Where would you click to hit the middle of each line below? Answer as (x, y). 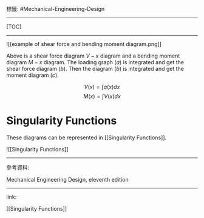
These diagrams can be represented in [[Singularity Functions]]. (87, 137)
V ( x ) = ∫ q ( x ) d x (102, 87)
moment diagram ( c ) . (32, 75)
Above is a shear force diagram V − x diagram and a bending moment (93, 56)
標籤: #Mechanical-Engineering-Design (56, 9)
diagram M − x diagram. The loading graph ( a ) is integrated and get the (95, 62)
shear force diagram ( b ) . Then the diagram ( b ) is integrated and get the (95, 69)
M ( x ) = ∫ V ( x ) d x (102, 96)
